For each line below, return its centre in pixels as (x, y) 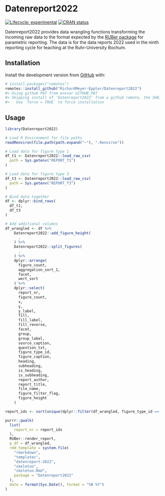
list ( (15, 425)
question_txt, (33, 348)
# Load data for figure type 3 (37, 174)
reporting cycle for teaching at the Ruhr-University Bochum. (66, 47)
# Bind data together (27, 197)
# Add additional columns (31, 224)
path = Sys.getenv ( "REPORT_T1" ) (43, 161)
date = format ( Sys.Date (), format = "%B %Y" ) (57, 485)
